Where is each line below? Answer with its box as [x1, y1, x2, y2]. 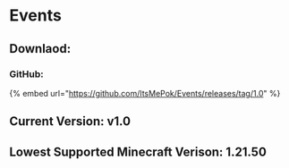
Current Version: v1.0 [9, 113, 132, 130]
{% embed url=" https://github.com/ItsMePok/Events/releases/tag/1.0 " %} [9, 88, 281, 98]
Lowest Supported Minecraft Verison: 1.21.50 [9, 144, 267, 159]
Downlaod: [9, 41, 72, 56]
